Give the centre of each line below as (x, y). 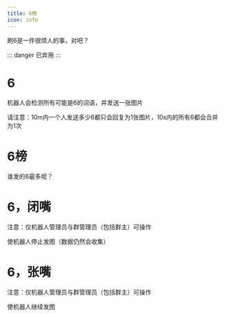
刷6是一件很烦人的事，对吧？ (48, 40)
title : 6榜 (22, 13)
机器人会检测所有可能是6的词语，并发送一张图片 (75, 103)
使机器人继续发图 (31, 307)
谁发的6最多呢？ (30, 176)
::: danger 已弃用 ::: (34, 55)
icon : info (23, 20)
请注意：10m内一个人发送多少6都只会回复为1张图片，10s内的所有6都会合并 (113, 117)
